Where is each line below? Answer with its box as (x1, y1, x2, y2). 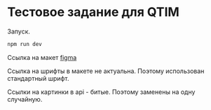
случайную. (7, 95, 43, 103)
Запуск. (7, 27, 30, 36)
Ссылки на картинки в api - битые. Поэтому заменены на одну (7, 88, 196, 96)
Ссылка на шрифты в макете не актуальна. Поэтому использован (7, 67, 205, 75)
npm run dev (7, 40, 42, 47)
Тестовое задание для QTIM (7, 4, 180, 20)
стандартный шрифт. (7, 74, 69, 82)
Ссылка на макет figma (7, 53, 77, 61)
